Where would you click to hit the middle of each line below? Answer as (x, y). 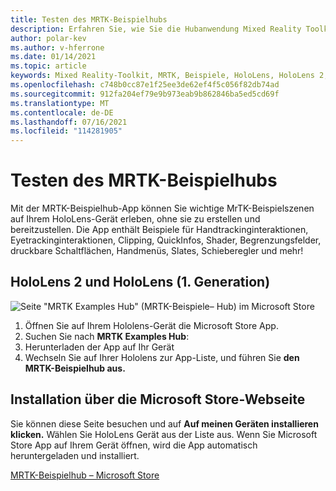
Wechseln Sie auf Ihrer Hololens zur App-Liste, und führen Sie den (162, 357)
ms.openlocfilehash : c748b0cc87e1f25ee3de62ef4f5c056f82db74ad (145, 85)
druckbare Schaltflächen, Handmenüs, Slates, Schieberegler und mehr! (157, 251)
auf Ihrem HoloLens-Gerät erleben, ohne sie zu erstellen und (135, 219)
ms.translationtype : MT (60, 103)
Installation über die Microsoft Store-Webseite (158, 399)
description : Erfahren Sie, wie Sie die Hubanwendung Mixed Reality (156, 29)
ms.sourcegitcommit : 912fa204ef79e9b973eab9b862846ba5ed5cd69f (145, 94)
